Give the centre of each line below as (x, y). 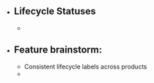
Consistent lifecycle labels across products (85, 66)
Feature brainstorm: (58, 50)
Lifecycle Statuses (55, 11)
